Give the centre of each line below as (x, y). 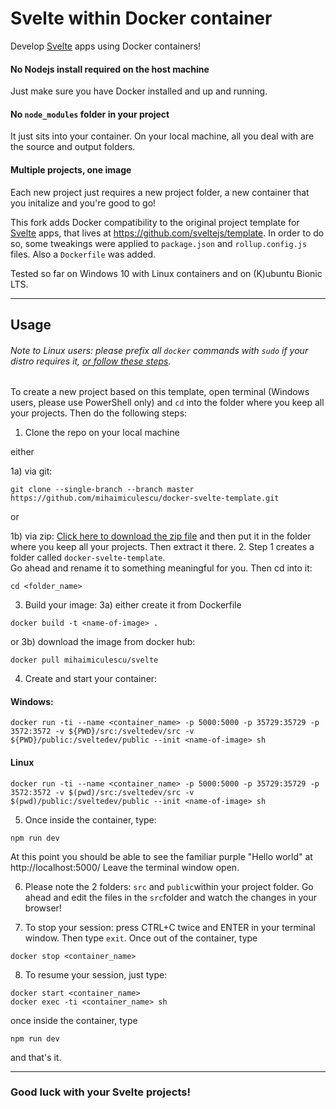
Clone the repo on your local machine (102, 433)
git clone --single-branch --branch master (102, 490)
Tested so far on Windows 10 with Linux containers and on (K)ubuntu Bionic (166, 273)
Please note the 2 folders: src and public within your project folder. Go (169, 886)
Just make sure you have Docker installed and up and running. (139, 91)
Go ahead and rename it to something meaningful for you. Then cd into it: (161, 568)
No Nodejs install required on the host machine (110, 69)
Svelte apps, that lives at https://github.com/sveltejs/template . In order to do (167, 233)
